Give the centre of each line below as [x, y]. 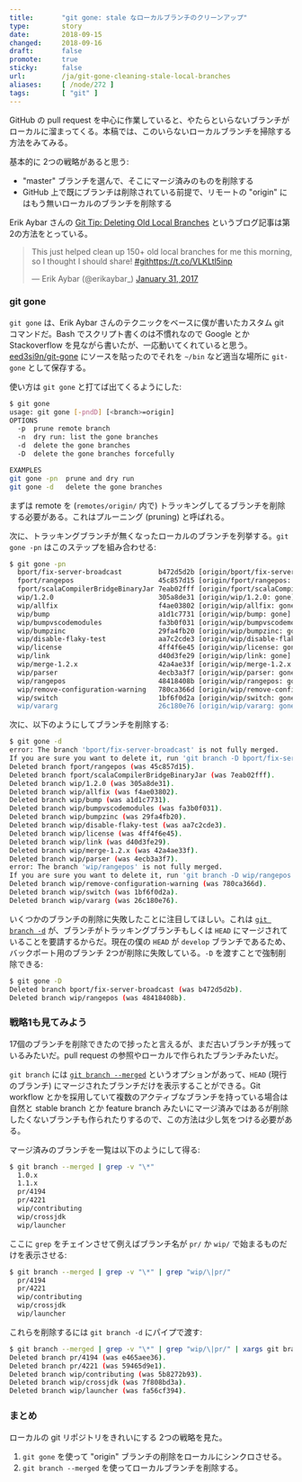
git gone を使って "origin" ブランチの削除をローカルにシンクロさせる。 [154, 1456]
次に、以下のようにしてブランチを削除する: [89, 725]
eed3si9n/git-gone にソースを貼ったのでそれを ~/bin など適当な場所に [140, 356]
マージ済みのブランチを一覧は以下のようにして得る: [105, 1150]
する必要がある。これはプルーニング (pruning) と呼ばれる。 [119, 516]
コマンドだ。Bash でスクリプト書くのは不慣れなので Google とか [129, 333]
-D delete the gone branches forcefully [96, 454]
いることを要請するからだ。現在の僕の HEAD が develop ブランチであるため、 [150, 941]
